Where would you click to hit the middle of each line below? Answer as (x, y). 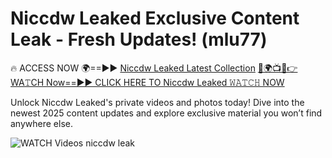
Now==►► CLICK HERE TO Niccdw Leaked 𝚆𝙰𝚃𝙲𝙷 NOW (165, 82)
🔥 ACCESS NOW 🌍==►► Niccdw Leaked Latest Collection (133, 68)
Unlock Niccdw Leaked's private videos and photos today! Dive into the (157, 102)
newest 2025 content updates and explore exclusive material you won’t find (166, 113)
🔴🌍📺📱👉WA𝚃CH (277, 68)
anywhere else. (41, 123)
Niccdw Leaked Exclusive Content (155, 18)
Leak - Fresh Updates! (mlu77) (139, 39)
